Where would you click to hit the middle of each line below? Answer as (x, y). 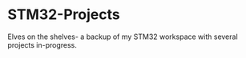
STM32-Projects (64, 15)
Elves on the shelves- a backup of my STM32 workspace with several (123, 37)
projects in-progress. (42, 44)
